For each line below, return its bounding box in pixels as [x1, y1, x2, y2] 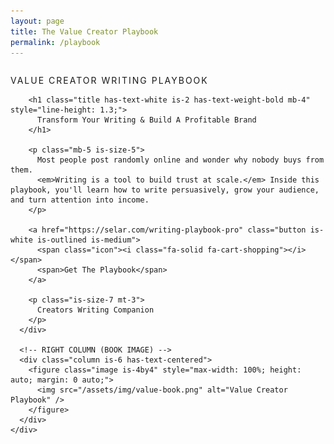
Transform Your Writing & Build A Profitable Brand [36, 115, 257, 125]
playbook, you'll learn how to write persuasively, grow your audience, [10, 185, 320, 195]
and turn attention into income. [10, 195, 150, 205]
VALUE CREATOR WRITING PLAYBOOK [10, 75, 209, 87]
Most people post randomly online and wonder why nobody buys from [36, 155, 325, 165]
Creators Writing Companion [36, 305, 155, 315]
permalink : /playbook [10, 37, 101, 47]
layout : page [10, 16, 65, 26]
